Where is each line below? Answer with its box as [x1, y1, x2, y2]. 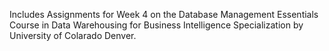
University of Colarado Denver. [9, 30, 137, 41]
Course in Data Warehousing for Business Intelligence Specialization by [9, 19, 304, 31]
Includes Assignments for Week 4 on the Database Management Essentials [9, 9, 319, 20]
